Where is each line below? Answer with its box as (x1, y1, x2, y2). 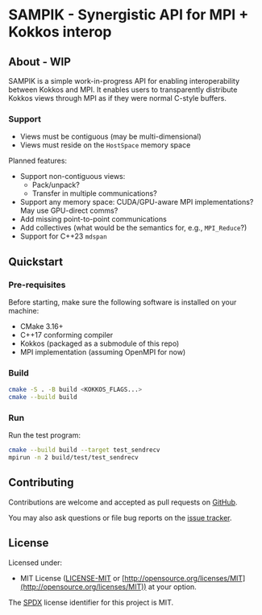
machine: (8, 305, 40, 315)
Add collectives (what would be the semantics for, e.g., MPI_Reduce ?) (19, 223, 247, 233)
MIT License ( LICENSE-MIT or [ (19, 573, 125, 583)
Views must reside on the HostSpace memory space (19, 140, 191, 150)
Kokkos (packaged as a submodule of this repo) (19, 339, 180, 348)
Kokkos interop (8, 23, 112, 41)
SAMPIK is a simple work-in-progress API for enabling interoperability (8, 77, 240, 85)
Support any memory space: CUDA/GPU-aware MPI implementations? (19, 197, 254, 207)
